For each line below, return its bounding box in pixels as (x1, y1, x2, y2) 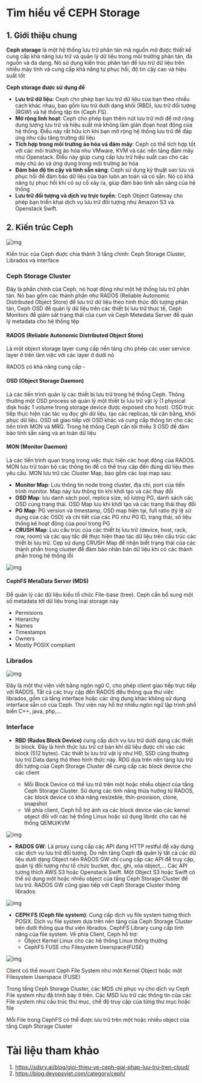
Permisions (14, 609, 43, 616)
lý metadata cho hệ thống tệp (6, 318, 80, 325)
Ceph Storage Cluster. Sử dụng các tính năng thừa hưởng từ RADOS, (24, 787, 194, 794)
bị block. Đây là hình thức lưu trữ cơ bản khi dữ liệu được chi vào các (14, 743, 186, 750)
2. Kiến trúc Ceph (6, 222, 74, 233)
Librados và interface (6, 256, 59, 263)
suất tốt (6, 72, 25, 79)
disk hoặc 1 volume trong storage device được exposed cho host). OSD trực (6, 403, 195, 411)
